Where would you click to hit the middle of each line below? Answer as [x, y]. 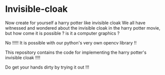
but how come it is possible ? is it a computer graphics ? [62, 33]
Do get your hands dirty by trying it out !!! [47, 67]
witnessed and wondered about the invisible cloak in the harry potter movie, [83, 28]
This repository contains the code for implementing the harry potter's [76, 52]
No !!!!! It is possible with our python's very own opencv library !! [71, 42]
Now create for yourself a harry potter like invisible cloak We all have [75, 23]
